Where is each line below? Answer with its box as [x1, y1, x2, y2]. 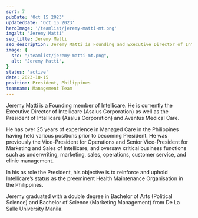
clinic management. [6, 157, 54, 164]
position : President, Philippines [6, 80, 91, 86]
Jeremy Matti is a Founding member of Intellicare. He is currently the [6, 102, 173, 109]
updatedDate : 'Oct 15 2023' [6, 19, 75, 25]
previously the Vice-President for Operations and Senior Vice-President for [6, 138, 189, 145]
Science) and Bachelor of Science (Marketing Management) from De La [6, 199, 180, 206]
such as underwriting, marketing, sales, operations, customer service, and [6, 151, 187, 158]
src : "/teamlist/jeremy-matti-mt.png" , [11, 53, 110, 58]
